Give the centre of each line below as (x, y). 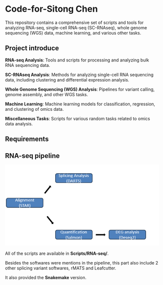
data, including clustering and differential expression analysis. (67, 80)
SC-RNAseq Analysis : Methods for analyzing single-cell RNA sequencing (79, 75)
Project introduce (32, 48)
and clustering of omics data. (34, 109)
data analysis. (19, 123)
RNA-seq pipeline (32, 155)
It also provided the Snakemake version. (46, 278)
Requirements (27, 139)
